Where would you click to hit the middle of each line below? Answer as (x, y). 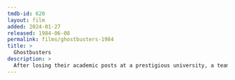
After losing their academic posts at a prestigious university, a (114, 65)
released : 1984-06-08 (39, 33)
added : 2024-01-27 (34, 26)
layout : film (26, 20)
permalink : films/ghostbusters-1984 (60, 40)
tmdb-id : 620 (26, 14)
